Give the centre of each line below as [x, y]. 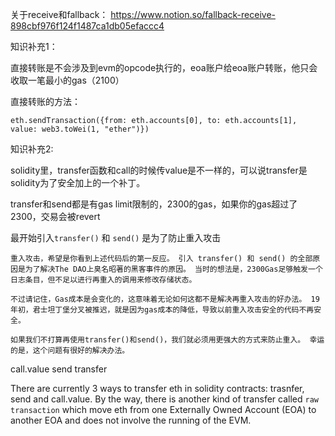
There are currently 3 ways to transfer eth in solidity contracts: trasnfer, [157, 388]
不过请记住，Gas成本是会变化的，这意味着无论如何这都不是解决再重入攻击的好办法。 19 [165, 299]
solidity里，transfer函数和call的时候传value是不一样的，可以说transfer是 [159, 170]
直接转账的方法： [45, 101]
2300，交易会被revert [55, 216]
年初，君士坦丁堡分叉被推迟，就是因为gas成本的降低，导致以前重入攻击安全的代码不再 [162, 310]
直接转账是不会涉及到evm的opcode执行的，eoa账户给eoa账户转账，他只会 [164, 67]
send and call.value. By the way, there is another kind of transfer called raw [164, 399]
